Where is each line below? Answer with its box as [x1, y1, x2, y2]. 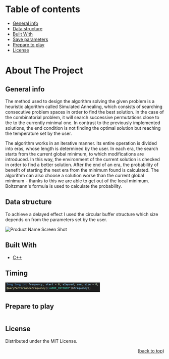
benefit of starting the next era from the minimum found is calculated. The [5, 167, 159, 173]
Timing [5, 269, 28, 277]
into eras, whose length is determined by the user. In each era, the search [5, 145, 158, 151]
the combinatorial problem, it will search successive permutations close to [5, 114, 160, 120]
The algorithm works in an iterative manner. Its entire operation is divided [5, 140, 157, 146]
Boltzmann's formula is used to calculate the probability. [5, 183, 122, 189]
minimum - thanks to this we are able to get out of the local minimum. [5, 178, 149, 184]
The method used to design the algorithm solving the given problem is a [5, 98, 155, 104]
